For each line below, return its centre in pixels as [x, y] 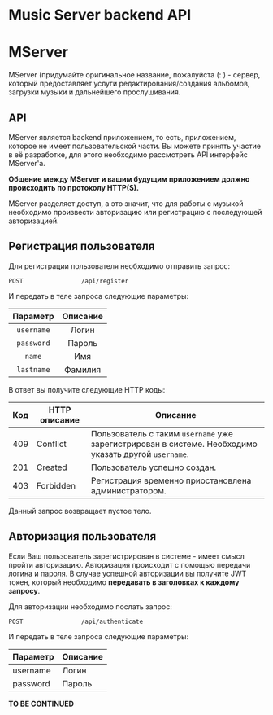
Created [52, 467]
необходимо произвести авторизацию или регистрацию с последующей [135, 212]
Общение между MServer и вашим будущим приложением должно [129, 179]
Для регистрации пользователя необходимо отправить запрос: [119, 265]
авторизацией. [34, 221]
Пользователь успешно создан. [154, 467]
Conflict [52, 444]
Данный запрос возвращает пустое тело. [80, 511]
